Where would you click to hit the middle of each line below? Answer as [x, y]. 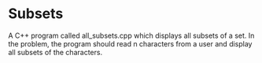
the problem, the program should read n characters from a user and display [130, 43]
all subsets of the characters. [55, 52]
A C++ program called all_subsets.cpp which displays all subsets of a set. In [131, 35]
